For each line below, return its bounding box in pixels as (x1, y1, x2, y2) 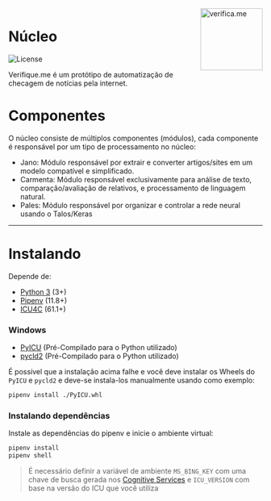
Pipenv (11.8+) (19, 295, 67, 305)
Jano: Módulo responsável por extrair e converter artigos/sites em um (19, 157, 253, 167)
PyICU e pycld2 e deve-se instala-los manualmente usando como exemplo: (8, 375, 256, 386)
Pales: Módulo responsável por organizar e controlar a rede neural (19, 200, 240, 210)
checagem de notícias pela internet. (8, 78, 127, 88)
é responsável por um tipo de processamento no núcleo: (8, 141, 196, 152)
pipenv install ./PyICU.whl (8, 391, 103, 399)
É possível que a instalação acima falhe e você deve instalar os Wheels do (8, 367, 256, 377)
